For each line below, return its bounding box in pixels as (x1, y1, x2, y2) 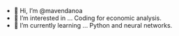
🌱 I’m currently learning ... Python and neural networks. (13, 21, 173, 29)
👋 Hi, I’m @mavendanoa (13, 7, 83, 15)
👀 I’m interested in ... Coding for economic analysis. (13, 14, 162, 22)
